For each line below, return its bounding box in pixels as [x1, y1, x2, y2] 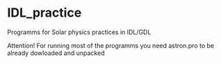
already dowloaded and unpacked [7, 49, 105, 57]
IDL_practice [7, 5, 82, 21]
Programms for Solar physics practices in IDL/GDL [7, 28, 152, 36]
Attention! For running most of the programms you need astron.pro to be [7, 41, 214, 49]
